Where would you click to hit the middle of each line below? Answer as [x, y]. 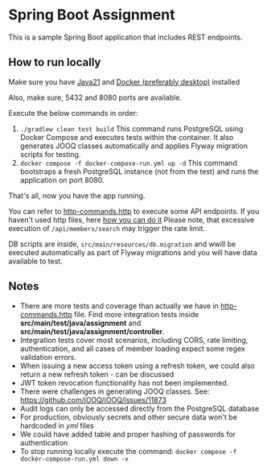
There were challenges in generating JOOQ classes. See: [115, 391]
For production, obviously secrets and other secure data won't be [128, 417]
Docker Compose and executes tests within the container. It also [127, 137]
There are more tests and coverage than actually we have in [119, 306]
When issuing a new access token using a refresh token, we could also [137, 366]
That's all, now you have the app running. [77, 196]
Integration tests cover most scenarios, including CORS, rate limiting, [134, 340]
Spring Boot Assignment [92, 15]
